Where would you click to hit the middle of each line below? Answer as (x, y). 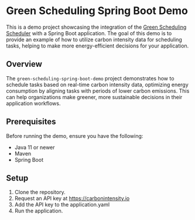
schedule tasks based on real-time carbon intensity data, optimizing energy (97, 84)
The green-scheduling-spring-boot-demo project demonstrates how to (90, 78)
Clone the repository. (40, 192)
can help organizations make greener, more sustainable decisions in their (94, 97)
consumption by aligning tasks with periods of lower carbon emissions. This (98, 91)
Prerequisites (31, 122)
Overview (24, 64)
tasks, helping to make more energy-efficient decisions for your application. (97, 46)
